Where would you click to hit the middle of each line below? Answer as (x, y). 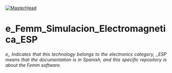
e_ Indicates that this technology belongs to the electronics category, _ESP (86, 54)
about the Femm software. (33, 65)
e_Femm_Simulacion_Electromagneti (85, 29)
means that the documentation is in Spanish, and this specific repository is (86, 60)
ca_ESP (21, 40)
